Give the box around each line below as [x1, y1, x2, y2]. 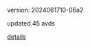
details [7, 32, 26, 41]
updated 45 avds [7, 19, 55, 27]
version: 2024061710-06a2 [7, 6, 84, 14]
